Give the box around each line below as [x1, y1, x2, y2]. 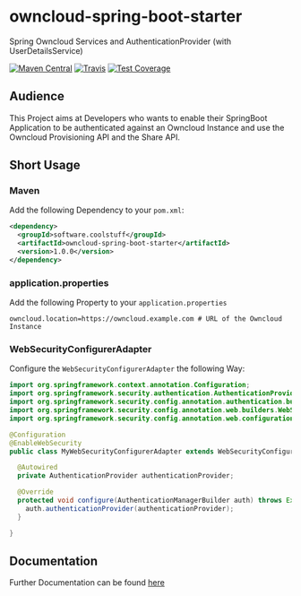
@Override [17, 488, 54, 497]
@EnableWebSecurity [9, 438, 82, 447]
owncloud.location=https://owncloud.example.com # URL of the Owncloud [9, 315, 282, 324]
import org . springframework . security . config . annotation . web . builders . [9, 406, 279, 415]
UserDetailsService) [9, 45, 83, 56]
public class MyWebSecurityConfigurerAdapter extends [9, 446, 215, 456]
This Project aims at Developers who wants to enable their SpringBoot [9, 112, 268, 123]
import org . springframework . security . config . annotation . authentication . [9, 397, 287, 407]
